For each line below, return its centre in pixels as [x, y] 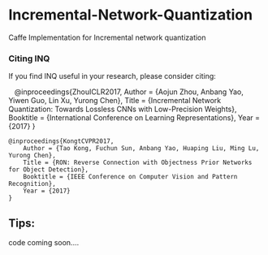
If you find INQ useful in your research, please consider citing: [112, 76]
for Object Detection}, [49, 170]
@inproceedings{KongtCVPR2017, [61, 141]
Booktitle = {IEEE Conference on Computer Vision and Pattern [130, 177]
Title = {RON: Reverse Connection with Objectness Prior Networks [138, 163]
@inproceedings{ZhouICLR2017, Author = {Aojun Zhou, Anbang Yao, [129, 92]
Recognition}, [32, 184]
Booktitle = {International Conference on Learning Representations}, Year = [134, 118]
